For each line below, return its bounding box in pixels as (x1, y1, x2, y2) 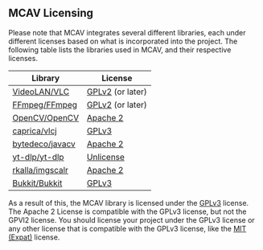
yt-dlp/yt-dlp (12, 151, 64, 162)
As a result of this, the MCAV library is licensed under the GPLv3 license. (8, 198, 249, 207)
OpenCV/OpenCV (12, 112, 80, 123)
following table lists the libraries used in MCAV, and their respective (8, 44, 232, 55)
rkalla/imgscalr (12, 164, 68, 175)
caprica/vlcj (12, 125, 58, 136)
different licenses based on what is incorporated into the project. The (8, 36, 238, 46)
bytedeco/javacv (12, 138, 76, 150)
